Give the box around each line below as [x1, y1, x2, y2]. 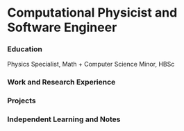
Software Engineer [7, 19, 117, 35]
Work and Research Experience [7, 78, 116, 87]
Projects [7, 96, 36, 105]
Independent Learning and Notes [7, 114, 121, 124]
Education [7, 44, 43, 54]
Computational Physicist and [7, 5, 178, 21]
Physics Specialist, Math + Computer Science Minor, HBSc [7, 60, 175, 69]
